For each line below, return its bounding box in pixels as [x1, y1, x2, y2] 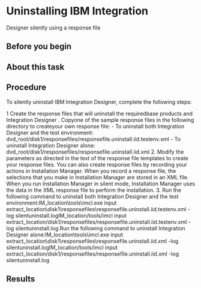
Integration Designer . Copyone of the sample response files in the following [6, 116, 194, 124]
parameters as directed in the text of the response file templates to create [6, 154, 189, 161]
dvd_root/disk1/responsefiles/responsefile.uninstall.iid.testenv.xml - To [6, 135, 181, 142]
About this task [6, 62, 65, 72]
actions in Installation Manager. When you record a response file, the [6, 167, 176, 175]
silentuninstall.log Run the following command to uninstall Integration [15, 224, 186, 232]
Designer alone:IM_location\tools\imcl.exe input [6, 231, 124, 238]
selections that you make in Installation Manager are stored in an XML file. [6, 173, 189, 181]
